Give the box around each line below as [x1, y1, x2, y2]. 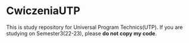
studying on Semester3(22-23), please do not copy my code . [6, 29, 157, 37]
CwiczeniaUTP [6, 4, 80, 18]
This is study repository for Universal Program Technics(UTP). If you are [6, 24, 183, 31]
